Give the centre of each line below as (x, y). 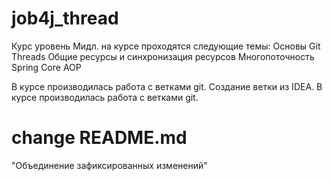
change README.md (99, 138)
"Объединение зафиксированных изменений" (109, 165)
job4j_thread (65, 18)
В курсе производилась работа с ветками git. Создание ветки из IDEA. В (167, 86)
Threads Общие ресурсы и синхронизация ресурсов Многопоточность (163, 56)
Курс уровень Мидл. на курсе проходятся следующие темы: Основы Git (166, 46)
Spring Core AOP (46, 67)
